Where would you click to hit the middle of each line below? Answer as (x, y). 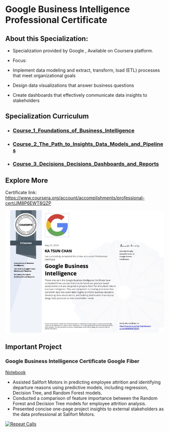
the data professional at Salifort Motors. (54, 414)
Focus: (19, 60)
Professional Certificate (56, 20)
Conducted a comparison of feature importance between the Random (85, 398)
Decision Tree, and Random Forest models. (57, 393)
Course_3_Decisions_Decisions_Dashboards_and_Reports (86, 164)
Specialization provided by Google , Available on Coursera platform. (83, 51)
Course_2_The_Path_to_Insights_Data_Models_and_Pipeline (88, 144)
